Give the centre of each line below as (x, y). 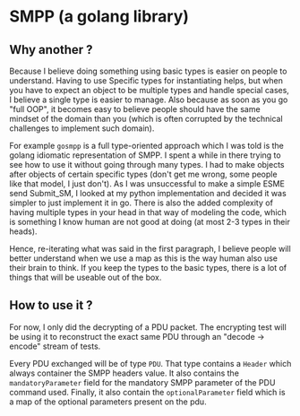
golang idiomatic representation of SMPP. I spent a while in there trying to (145, 155)
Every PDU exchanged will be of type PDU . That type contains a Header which (150, 363)
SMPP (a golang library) (99, 17)
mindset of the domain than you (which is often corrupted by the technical (146, 119)
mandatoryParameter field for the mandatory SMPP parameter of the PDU (142, 382)
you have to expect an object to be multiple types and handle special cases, (149, 90)
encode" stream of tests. (55, 346)
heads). (23, 231)
